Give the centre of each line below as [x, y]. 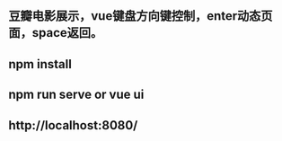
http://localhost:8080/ [73, 125]
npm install [40, 64]
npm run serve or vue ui [76, 95]
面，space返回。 [56, 33]
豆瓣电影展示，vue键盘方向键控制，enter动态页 [141, 16]
